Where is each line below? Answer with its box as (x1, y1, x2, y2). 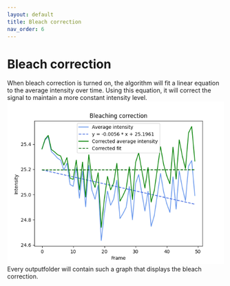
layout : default (7, 11, 54, 18)
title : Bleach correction (7, 18, 81, 25)
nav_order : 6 (7, 25, 45, 32)
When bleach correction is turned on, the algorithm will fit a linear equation (7, 79, 220, 88)
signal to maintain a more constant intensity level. (7, 94, 147, 102)
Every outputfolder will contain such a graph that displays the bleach (7, 265, 202, 274)
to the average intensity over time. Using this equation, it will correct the (7, 86, 211, 94)
